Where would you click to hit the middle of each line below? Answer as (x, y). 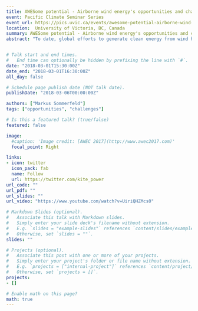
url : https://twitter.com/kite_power (58, 179)
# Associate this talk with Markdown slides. (66, 218)
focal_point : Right (35, 147)
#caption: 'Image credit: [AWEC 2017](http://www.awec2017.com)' (93, 141)
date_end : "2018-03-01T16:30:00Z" (49, 71)
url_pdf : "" (21, 190)
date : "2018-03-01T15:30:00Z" (43, 66)
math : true (19, 299)
